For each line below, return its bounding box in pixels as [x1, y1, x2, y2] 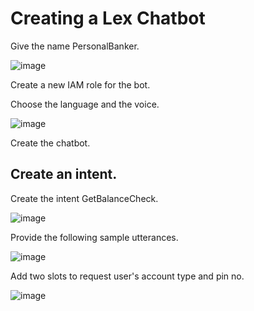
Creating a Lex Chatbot [10, 7, 206, 30]
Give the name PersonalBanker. [10, 40, 140, 52]
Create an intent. [10, 166, 118, 183]
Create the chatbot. [10, 137, 91, 149]
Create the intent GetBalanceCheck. [10, 192, 159, 204]
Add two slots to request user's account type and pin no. [10, 270, 245, 282]
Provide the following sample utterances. [10, 231, 179, 243]
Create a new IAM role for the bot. [10, 78, 151, 91]
